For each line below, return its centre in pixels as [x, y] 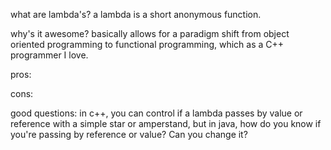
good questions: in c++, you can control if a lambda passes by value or [156, 113]
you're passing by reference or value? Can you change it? [129, 134]
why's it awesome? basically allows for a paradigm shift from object [150, 33]
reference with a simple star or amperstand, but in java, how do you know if [166, 123]
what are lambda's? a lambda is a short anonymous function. [136, 14]
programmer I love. [49, 55]
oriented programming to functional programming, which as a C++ [147, 44]
